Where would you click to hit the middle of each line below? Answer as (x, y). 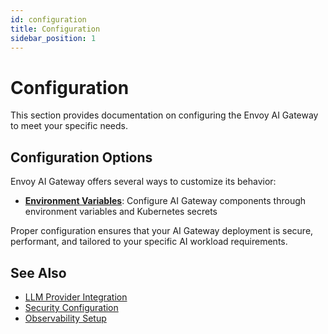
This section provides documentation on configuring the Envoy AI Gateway (164, 115)
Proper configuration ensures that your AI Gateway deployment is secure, (162, 231)
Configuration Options (81, 157)
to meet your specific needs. (69, 126)
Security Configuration (71, 307)
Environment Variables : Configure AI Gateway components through (165, 201)
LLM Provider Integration (76, 297)
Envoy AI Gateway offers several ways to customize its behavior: (143, 182)
